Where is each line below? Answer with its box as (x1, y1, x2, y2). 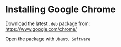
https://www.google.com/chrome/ (5, 26, 77, 32)
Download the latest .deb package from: (5, 20, 90, 27)
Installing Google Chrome (5, 4, 116, 15)
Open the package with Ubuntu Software (5, 36, 91, 42)
